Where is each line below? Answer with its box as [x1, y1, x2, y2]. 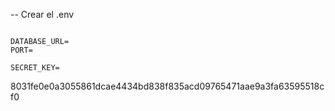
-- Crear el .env [10, 9, 75, 20]
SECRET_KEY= [10, 63, 60, 73]
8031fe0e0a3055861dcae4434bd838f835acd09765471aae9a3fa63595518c [10, 80, 325, 92]
